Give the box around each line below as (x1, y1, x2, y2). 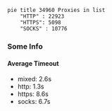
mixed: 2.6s (17, 75, 51, 83)
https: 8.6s (17, 90, 49, 98)
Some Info (7, 41, 44, 51)
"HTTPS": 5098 (20, 19, 61, 26)
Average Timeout (7, 59, 59, 67)
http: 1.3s (17, 82, 44, 91)
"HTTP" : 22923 (20, 13, 65, 20)
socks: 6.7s (17, 98, 51, 106)
